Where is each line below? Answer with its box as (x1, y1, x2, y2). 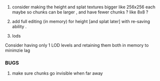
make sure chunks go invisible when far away (12, 70, 103, 76)
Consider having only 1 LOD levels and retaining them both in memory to (5, 42, 149, 48)
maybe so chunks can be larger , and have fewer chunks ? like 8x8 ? (12, 9, 148, 15)
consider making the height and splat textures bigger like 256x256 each (12, 4, 156, 10)
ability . (12, 24, 27, 29)
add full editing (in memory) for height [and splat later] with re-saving (12, 19, 150, 24)
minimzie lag (5, 48, 30, 53)
